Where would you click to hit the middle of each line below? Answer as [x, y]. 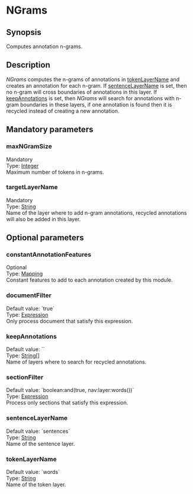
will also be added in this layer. [44, 219]
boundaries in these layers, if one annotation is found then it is [96, 104]
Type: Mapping [25, 274]
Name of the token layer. [36, 485]
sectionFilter [25, 377]
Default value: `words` [33, 471]
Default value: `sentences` [38, 431]
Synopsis [24, 32]
